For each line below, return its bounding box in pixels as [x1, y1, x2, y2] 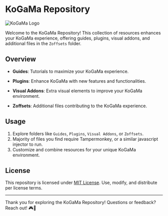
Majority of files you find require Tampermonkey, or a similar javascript [12, 136, 158, 142]
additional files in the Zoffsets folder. [5, 40, 81, 46]
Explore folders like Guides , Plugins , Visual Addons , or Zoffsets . [12, 130, 144, 136]
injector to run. [12, 141, 43, 147]
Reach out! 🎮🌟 [5, 205, 36, 211]
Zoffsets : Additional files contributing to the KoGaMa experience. [12, 103, 147, 109]
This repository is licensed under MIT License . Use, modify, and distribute [5, 179, 157, 186]
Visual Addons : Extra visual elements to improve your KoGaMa [12, 88, 142, 94]
